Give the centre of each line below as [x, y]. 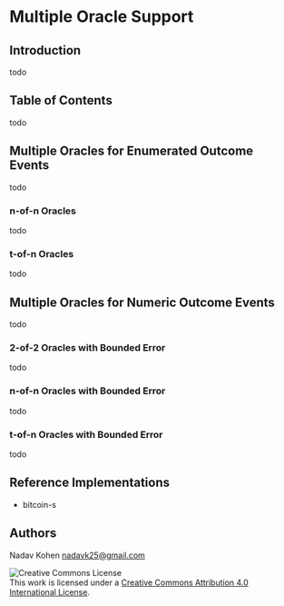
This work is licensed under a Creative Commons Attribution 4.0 [129, 582]
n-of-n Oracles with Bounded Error [88, 391]
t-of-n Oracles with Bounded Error [86, 434]
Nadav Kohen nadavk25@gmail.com [77, 555]
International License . [50, 591]
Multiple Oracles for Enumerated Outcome [132, 151]
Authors [33, 533]
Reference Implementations [90, 483]
